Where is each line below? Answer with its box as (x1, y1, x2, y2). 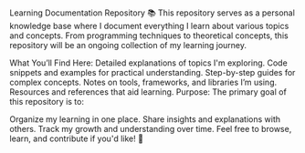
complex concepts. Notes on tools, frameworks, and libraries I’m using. (9, 76, 278, 87)
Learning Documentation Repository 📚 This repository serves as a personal (9, 7, 295, 18)
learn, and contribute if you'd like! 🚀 (9, 133, 144, 144)
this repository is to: (9, 97, 85, 107)
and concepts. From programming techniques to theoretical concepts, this (9, 30, 289, 41)
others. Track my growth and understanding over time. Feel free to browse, (9, 124, 292, 134)
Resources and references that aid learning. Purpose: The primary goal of (9, 87, 288, 97)
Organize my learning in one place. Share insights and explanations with (9, 114, 281, 125)
